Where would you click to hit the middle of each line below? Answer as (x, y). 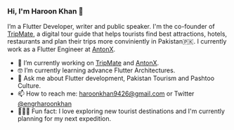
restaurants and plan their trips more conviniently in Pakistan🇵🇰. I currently (117, 41)
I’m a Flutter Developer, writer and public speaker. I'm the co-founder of (111, 27)
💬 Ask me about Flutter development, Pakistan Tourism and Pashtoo (116, 78)
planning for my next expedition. (64, 119)
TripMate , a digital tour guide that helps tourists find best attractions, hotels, (117, 34)
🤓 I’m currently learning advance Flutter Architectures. (96, 70)
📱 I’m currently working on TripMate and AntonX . (88, 63)
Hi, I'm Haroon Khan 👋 (45, 11)
